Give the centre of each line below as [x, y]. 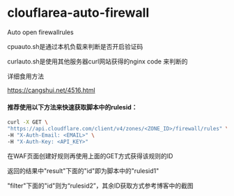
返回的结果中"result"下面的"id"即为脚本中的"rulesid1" [83, 171]
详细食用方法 [25, 76]
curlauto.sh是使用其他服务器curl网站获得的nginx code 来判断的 [97, 61]
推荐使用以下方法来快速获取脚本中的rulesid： [72, 107]
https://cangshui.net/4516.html [51, 90]
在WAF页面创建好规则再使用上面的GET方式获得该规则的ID [90, 156]
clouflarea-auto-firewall [78, 13]
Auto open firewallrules [41, 32]
